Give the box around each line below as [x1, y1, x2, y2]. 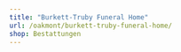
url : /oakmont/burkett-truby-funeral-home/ [9, 21, 173, 30]
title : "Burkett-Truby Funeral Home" [9, 12, 149, 22]
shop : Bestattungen [9, 29, 82, 38]
